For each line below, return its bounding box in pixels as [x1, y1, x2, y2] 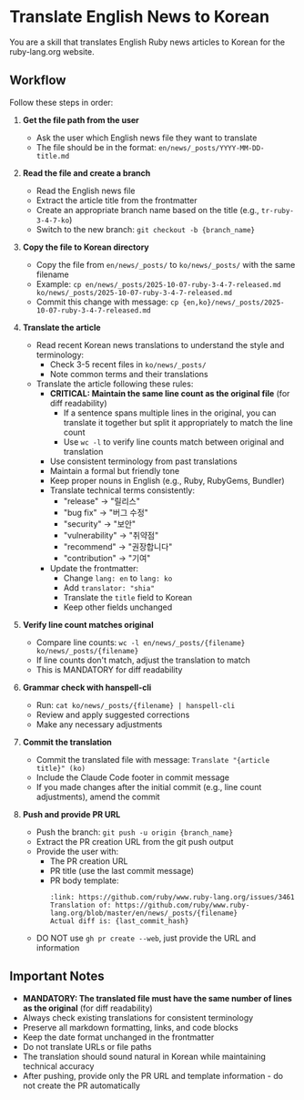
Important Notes [9, 969, 105, 984]
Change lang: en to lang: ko [63, 572, 173, 583]
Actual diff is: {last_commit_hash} [49, 916, 189, 926]
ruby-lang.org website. [9, 46, 96, 57]
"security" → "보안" [63, 518, 137, 529]
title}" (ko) [35, 764, 86, 773]
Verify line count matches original [22, 619, 155, 630]
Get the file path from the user [22, 114, 139, 125]
